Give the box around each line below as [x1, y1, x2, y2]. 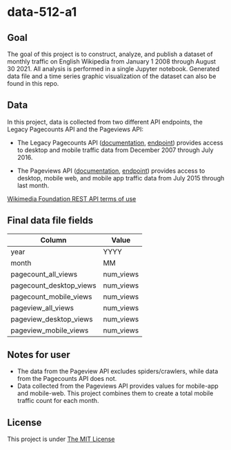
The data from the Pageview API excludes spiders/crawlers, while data [17, 367, 219, 375]
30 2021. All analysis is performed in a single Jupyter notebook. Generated [7, 65, 219, 73]
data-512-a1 [7, 4, 77, 20]
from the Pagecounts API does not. [17, 375, 117, 383]
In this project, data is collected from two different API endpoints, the [7, 118, 203, 126]
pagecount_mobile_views [10, 292, 92, 301]
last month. [17, 181, 50, 189]
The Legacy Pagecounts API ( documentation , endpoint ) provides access [17, 138, 223, 147]
